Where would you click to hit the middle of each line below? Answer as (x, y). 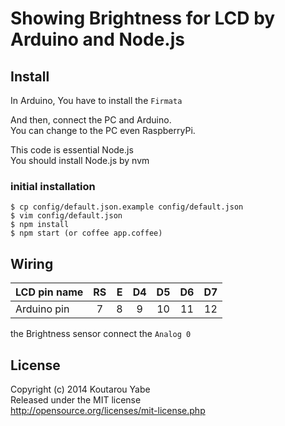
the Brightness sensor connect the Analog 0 (101, 334)
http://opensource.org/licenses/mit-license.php (108, 410)
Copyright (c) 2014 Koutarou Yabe (80, 389)
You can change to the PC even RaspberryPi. (103, 130)
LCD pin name (49, 292)
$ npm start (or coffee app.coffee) (86, 233)
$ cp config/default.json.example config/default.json (127, 207)
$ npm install (40, 225)
